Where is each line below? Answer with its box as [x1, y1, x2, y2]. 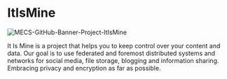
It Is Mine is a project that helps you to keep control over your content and [7, 41, 221, 50]
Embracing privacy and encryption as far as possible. [7, 64, 161, 72]
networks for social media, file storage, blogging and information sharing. [7, 56, 219, 64]
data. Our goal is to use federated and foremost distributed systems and [7, 49, 216, 57]
